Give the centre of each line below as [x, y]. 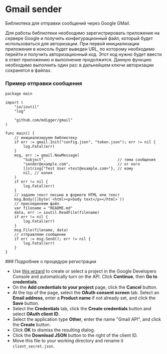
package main [19, 94]
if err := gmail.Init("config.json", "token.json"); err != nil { [85, 142]
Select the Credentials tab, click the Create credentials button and [82, 309]
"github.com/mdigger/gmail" [43, 120]
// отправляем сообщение [40, 235]
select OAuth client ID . [36, 314]
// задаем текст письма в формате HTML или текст [67, 195]
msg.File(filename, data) [41, 230]
